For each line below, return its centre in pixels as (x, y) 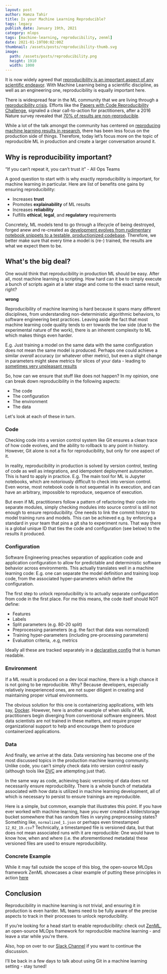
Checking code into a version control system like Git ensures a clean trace (82, 440)
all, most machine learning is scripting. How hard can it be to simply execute (83, 279)
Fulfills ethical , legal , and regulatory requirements (64, 215)
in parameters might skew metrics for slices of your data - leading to (76, 361)
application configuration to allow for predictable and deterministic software (83, 563)
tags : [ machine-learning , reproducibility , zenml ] (59, 38)
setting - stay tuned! (26, 967)
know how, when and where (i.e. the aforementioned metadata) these (77, 838)
